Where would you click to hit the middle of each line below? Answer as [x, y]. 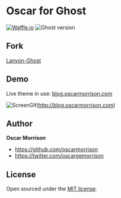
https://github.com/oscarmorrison [56, 149]
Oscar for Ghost [46, 11]
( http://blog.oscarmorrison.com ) [76, 105]
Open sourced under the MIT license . [52, 189]
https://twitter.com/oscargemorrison [59, 156]
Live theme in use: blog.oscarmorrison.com [59, 93]
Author [19, 123]
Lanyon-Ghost [24, 60]
